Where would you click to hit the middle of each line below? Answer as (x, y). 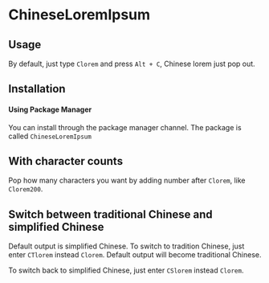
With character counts (65, 161)
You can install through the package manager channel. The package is (125, 127)
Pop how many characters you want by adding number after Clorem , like (127, 180)
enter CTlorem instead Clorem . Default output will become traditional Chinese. (135, 255)
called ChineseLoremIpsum (50, 136)
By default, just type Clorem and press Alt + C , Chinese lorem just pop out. (132, 64)
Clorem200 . (26, 189)
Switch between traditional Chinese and (110, 214)
